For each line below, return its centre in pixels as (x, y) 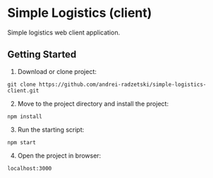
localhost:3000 (30, 168)
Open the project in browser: (59, 155)
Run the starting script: (51, 129)
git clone (22, 84)
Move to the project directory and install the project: (93, 103)
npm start (22, 142)
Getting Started (42, 55)
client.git (23, 90)
